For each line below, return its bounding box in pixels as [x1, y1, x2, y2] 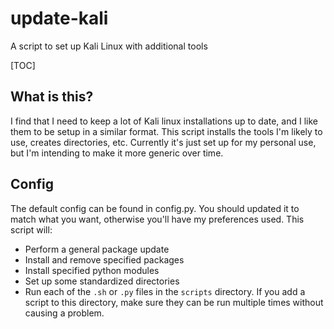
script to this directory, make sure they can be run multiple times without [24, 296, 324, 308]
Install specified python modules [24, 264, 160, 276]
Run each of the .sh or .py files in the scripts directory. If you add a [24, 285, 306, 297]
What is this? [10, 88, 94, 106]
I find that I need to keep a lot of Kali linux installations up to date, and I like [10, 115, 318, 127]
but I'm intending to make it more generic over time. [10, 147, 224, 159]
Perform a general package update [24, 243, 170, 255]
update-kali [10, 7, 109, 30]
